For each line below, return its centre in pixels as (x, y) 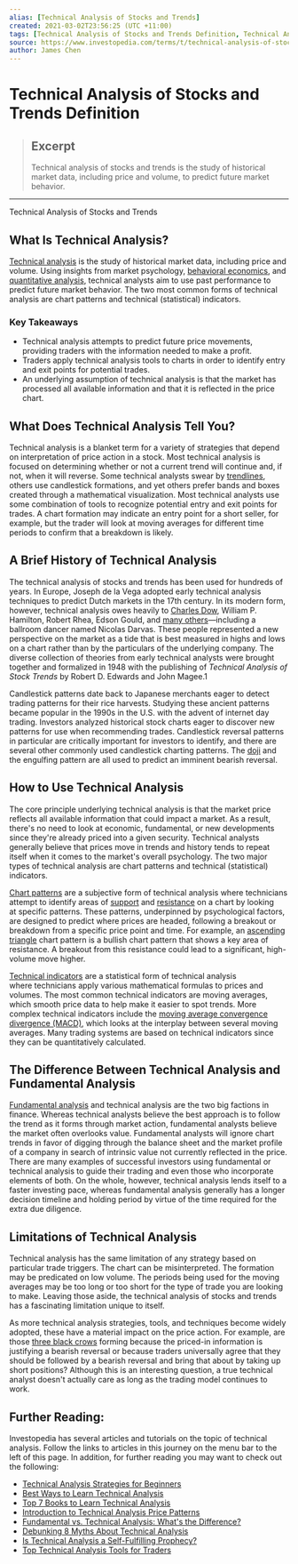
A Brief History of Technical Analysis (113, 561)
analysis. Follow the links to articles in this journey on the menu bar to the (143, 1448)
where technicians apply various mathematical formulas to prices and (136, 985)
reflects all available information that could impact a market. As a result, (140, 818)
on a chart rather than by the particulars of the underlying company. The (141, 648)
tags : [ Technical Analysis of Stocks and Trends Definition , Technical (144, 34)
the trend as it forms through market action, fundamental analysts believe (143, 1124)
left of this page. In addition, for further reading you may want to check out (145, 1457)
